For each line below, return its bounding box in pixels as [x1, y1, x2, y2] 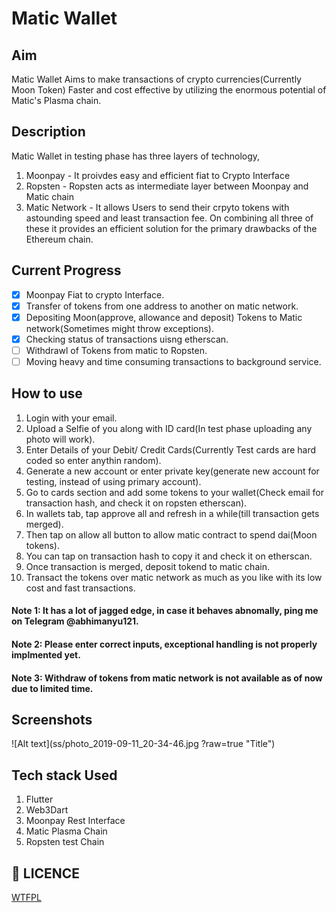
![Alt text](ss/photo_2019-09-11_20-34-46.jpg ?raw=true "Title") [11, 738, 276, 750]
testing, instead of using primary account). [25, 475, 202, 487]
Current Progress [11, 262, 122, 279]
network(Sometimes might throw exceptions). [25, 322, 214, 334]
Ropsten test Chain [25, 836, 105, 848]
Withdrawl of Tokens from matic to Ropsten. [25, 344, 208, 356]
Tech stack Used [11, 767, 118, 784]
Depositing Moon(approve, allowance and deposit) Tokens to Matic [25, 311, 303, 323]
